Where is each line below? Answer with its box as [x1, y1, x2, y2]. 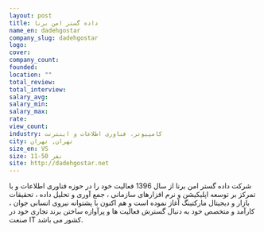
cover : [9, 48, 31, 56]
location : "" [9, 71, 52, 79]
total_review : [9, 78, 56, 86]
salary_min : [9, 100, 49, 108]
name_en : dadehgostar [9, 26, 81, 34]
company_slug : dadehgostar [9, 33, 99, 42]
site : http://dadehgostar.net [9, 160, 110, 168]
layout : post [9, 11, 52, 20]
